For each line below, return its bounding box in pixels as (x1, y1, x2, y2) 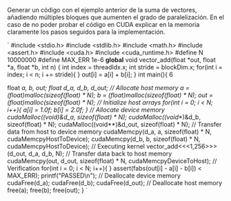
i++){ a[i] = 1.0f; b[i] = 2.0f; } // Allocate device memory (7, 106, 165, 114)
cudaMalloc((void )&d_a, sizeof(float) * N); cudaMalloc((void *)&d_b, (7, 113, 201, 121)
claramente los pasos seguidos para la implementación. (7, 28, 165, 36)
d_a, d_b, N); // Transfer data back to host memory (28, 149, 172, 158)
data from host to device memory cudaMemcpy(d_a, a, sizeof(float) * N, (7, 127, 212, 136)
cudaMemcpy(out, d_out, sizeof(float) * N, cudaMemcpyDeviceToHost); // (7, 157, 217, 165)
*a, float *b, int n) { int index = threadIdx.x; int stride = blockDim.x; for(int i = (7, 63, 223, 71)
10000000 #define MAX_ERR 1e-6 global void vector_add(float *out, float (7, 56, 216, 64)
